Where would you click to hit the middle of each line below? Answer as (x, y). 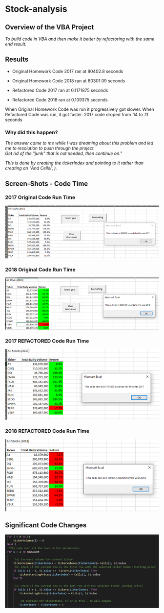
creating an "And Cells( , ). (31, 168)
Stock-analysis (36, 9)
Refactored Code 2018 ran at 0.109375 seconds (60, 99)
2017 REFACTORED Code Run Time (47, 341)
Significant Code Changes (46, 525)
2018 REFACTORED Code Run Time (47, 431)
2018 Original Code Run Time (40, 270)
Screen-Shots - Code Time (47, 184)
